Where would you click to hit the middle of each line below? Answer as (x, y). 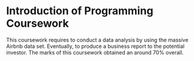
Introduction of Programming (80, 11)
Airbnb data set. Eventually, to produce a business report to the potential (96, 46)
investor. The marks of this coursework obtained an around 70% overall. (95, 52)
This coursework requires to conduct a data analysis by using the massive (97, 40)
